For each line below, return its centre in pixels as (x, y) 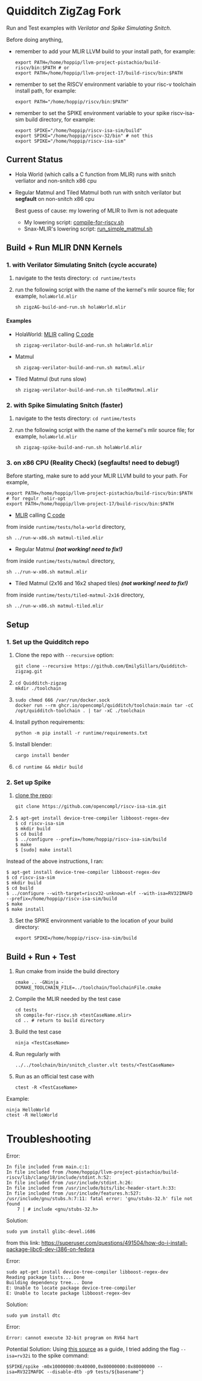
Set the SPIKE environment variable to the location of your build (94, 920)
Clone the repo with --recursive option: (65, 655)
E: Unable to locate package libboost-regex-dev (68, 1293)
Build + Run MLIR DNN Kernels (64, 248)
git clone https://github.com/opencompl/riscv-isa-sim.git (91, 807)
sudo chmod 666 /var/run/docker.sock (62, 700)
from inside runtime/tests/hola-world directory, (66, 527)
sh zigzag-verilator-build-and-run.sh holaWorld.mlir (84, 345)
